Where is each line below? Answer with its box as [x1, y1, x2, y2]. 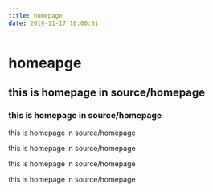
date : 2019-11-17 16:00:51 [8, 19, 99, 27]
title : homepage [8, 11, 63, 20]
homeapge [8, 54, 82, 72]
